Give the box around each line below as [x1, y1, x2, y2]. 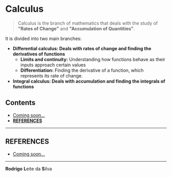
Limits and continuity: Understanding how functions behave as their [20, 56, 165, 62]
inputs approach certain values [20, 62, 86, 68]
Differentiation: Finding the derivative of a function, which [20, 67, 144, 73]
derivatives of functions [12, 51, 66, 57]
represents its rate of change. [20, 72, 83, 78]
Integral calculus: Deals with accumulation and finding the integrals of [12, 78, 165, 84]
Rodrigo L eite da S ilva [5, 165, 52, 172]
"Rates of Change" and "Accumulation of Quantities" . [17, 25, 135, 31]
